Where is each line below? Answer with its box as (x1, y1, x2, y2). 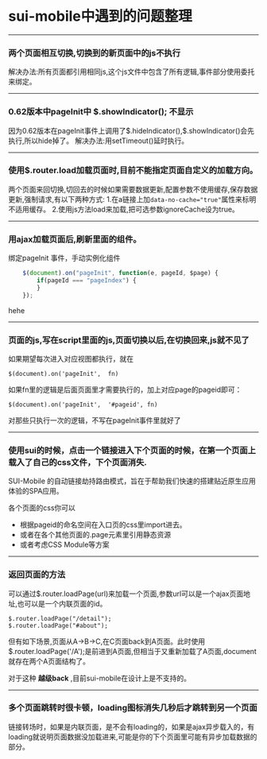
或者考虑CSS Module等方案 (19, 540, 110, 549)
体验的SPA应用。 (8, 486, 64, 496)
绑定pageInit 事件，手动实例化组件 (8, 254, 121, 263)
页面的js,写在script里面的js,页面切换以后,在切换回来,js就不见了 (8, 335, 250, 346)
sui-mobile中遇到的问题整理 (8, 7, 193, 25)
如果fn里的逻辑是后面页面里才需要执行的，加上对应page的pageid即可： (8, 385, 242, 394)
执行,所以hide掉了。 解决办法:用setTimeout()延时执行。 (8, 136, 189, 145)
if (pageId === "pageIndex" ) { (37, 277, 137, 285)
